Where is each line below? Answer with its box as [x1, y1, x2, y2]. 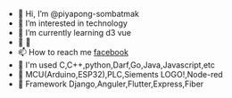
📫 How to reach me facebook [17, 47, 129, 57]
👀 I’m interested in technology [17, 18, 128, 29]
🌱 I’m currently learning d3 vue [17, 28, 132, 37]
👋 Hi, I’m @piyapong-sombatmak [17, 9, 140, 19]
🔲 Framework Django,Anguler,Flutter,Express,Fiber [17, 78, 204, 89]
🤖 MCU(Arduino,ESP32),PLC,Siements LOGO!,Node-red [17, 69, 223, 79]
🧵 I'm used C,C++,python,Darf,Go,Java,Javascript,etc [17, 60, 216, 70]
